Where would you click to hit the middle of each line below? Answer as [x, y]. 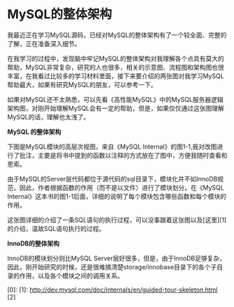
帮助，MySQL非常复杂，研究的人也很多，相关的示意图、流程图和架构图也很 [116, 67]
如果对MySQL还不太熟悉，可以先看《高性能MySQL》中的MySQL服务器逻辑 [115, 99]
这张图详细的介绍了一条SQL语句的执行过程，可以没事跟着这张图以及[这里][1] [117, 220]
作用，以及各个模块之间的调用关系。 [71, 276]
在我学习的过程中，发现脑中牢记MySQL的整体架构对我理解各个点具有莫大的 [116, 58]
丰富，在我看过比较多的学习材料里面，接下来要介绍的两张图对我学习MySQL [116, 76]
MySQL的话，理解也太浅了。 [49, 117]
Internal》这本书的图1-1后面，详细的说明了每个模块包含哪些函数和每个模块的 [117, 196]
